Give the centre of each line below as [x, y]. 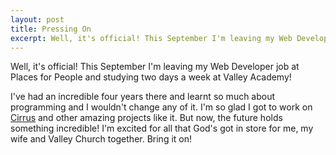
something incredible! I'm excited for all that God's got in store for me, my [162, 128]
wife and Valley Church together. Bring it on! [101, 139]
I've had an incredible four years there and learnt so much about [143, 97]
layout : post [37, 19]
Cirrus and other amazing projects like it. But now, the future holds [146, 118]
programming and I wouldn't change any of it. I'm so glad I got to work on [161, 107]
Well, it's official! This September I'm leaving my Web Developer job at [155, 67]
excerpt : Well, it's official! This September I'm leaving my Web [151, 38]
